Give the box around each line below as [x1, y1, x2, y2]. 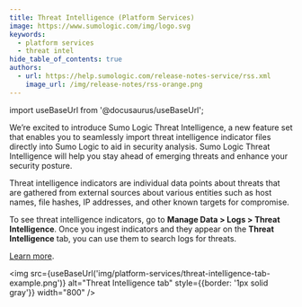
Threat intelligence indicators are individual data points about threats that [9, 177, 280, 189]
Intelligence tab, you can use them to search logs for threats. [9, 232, 236, 243]
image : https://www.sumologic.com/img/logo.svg [9, 22, 191, 31]
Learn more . [9, 250, 55, 261]
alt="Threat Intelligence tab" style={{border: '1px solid [67, 277, 269, 288]
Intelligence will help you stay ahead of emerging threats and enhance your [9, 150, 289, 162]
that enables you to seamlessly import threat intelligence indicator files [9, 131, 271, 142]
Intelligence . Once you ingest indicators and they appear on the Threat [9, 224, 274, 234]
